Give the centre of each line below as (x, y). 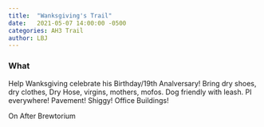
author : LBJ (28, 38)
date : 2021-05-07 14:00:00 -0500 (67, 23)
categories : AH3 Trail (46, 30)
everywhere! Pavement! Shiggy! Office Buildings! (89, 100)
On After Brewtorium (42, 116)
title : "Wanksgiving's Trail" (60, 16)
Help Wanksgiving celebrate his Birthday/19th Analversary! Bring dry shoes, (132, 83)
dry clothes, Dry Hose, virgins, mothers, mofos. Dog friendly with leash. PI (130, 92)
